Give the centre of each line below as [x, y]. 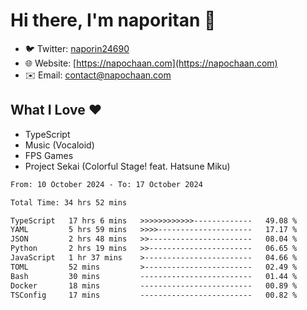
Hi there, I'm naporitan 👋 [113, 20]
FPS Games [49, 155]
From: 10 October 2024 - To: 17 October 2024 [106, 184]
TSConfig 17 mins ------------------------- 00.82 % [154, 295]
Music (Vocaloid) [59, 145]
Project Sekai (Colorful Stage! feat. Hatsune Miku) [127, 166]
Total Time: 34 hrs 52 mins [69, 202]
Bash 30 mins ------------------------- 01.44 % [154, 276]
